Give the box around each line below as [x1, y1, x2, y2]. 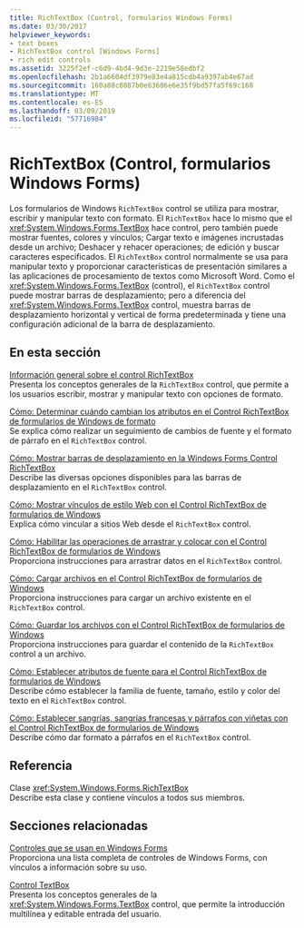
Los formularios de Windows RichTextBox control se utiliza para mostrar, [9, 203, 279, 214]
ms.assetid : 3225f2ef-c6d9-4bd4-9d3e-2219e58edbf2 [9, 64, 205, 74]
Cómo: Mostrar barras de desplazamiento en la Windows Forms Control [9, 452, 279, 463]
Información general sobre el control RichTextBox [9, 369, 194, 380]
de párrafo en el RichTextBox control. [9, 435, 147, 446]
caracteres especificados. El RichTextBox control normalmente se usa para [9, 252, 289, 262]
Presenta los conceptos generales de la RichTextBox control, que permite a [9, 379, 289, 390]
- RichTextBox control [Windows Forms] [9, 47, 161, 56]
